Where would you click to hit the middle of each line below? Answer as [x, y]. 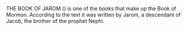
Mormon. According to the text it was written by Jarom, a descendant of [93, 15]
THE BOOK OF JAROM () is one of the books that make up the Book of [91, 9]
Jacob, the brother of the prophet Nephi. [55, 21]
